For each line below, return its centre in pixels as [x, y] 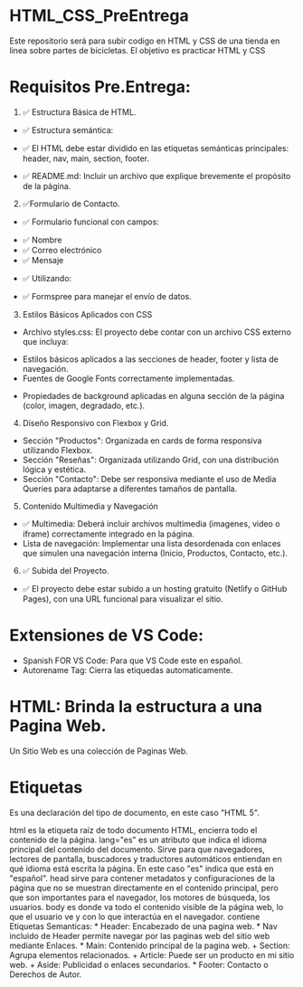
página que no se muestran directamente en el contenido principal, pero [144, 887]
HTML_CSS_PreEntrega [99, 16]
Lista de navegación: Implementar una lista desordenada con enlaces [151, 543]
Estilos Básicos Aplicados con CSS [87, 314]
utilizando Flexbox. [57, 450]
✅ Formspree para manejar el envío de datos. [107, 296]
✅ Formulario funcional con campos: [91, 222]
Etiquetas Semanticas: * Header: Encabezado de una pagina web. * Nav [143, 926]
